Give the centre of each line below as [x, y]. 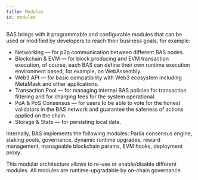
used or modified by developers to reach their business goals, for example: [98, 41]
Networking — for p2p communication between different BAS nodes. [99, 52]
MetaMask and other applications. [57, 83]
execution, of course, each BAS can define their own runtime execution [102, 65]
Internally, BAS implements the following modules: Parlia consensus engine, [99, 133]
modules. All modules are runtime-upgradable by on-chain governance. [94, 170]
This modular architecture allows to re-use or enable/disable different [92, 164]
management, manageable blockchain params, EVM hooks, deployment [95, 146]
